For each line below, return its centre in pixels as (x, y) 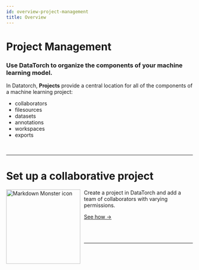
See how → (98, 216)
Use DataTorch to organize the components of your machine (94, 65)
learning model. (29, 73)
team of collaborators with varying (126, 199)
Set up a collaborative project (80, 176)
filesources (28, 109)
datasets (25, 116)
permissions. (99, 205)
